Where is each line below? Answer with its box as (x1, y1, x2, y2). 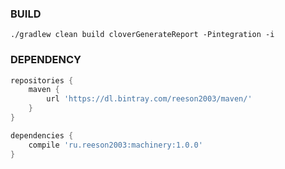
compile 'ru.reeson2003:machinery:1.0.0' (28, 140, 203, 150)
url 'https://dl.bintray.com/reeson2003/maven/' (46, 94, 253, 104)
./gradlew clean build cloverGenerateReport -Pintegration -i (10, 30, 275, 40)
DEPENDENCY (10, 53, 82, 67)
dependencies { (10, 130, 74, 141)
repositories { (10, 75, 74, 86)
